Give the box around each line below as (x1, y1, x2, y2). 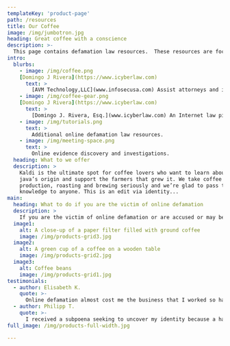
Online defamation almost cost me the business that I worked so (25, 297, 216, 304)
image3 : (13, 258, 36, 265)
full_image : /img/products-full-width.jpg (7, 322, 130, 329)
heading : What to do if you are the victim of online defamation (13, 201, 204, 208)
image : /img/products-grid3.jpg (19, 233, 112, 240)
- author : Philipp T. (13, 303, 75, 310)
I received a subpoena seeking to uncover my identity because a (25, 316, 216, 323)
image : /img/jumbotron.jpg (7, 29, 84, 36)
